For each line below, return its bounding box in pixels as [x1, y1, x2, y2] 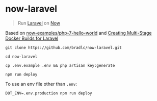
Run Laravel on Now [17, 20, 60, 26]
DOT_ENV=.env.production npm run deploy [5, 90, 93, 96]
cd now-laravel [5, 54, 38, 59]
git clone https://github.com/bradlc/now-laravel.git [5, 45, 122, 50]
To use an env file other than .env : [5, 81, 77, 87]
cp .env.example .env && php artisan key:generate [5, 63, 115, 68]
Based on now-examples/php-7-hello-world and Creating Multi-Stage [5, 30, 152, 36]
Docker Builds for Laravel [5, 35, 59, 41]
